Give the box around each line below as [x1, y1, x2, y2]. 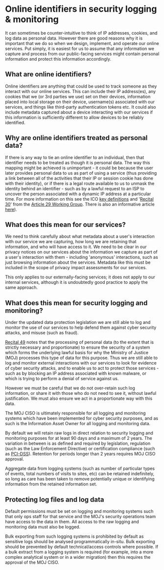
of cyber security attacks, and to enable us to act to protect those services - [5, 365, 159, 371]
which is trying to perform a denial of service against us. [5, 376, 119, 382]
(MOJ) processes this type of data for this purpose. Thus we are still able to [5, 355, 158, 361]
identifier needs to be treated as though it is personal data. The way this [5, 160, 150, 165]
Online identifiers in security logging [5, 3, 157, 15]
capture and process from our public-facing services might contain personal [5, 50, 160, 57]
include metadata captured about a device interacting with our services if [5, 109, 153, 115]
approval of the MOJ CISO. [5, 559, 59, 565]
